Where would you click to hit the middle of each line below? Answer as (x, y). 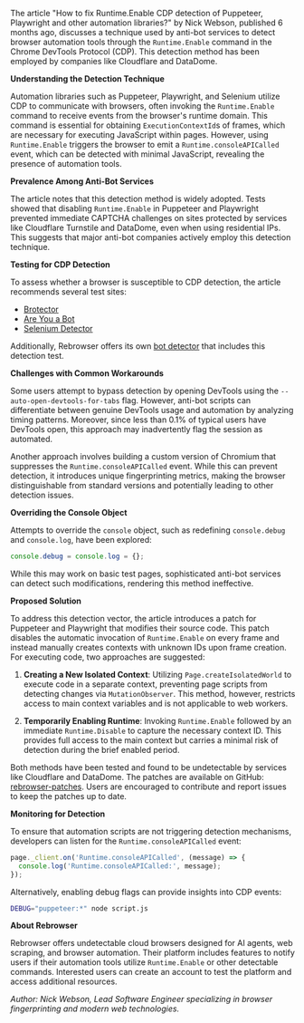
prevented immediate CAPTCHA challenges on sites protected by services (149, 218)
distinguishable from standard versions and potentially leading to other (142, 485)
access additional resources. (64, 981)
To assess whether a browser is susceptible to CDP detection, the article (146, 282)
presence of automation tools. (66, 164)
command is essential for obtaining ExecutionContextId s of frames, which (148, 125)
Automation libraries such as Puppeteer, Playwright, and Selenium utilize (145, 96)
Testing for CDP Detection (61, 265)
